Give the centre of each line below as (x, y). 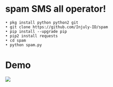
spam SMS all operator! (56, 9)
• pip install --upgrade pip (36, 31)
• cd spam (16, 40)
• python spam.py (24, 45)
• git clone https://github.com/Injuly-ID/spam (57, 27)
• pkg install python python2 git (42, 23)
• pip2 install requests (32, 36)
